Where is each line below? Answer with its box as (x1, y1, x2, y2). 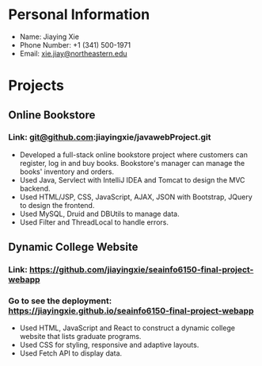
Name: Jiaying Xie (19, 32, 79, 41)
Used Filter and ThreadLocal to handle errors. (19, 217, 169, 227)
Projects (8, 77, 65, 94)
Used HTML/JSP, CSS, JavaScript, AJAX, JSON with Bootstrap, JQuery (19, 192, 253, 202)
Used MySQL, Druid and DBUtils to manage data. (19, 209, 180, 218)
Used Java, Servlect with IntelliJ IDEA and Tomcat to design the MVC (19, 175, 245, 184)
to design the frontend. (19, 200, 95, 210)
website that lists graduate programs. (19, 332, 142, 341)
